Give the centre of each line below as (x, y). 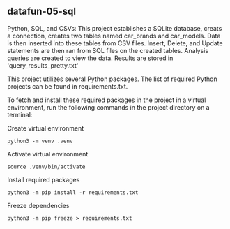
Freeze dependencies (38, 205)
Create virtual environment (46, 128)
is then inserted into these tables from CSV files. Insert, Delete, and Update (115, 43)
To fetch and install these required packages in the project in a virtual (107, 100)
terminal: (20, 114)
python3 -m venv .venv (40, 141)
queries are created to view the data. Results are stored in (90, 58)
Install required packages (44, 179)
